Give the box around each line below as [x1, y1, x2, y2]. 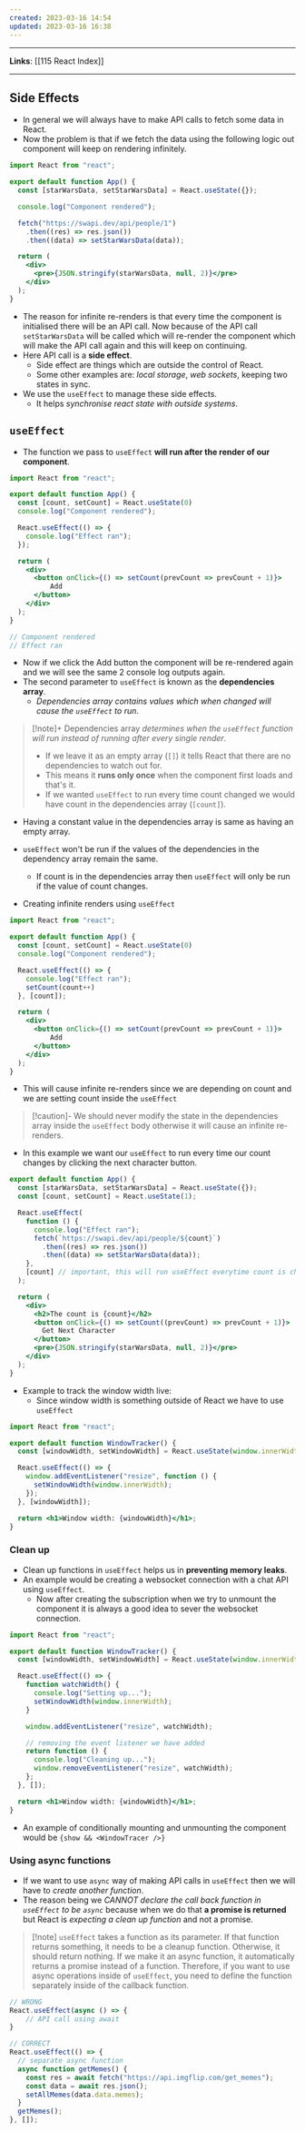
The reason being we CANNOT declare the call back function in [22, 1894, 261, 1905]
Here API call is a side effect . [22, 350, 133, 361]
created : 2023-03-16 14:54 [9, 13, 112, 23]
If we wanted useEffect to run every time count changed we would [44, 789, 295, 800]
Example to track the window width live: [22, 1385, 172, 1396]
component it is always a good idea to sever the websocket [35, 1603, 259, 1614]
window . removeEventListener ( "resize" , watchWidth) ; [33, 1763, 233, 1773]
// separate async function [17, 2057, 124, 2066]
